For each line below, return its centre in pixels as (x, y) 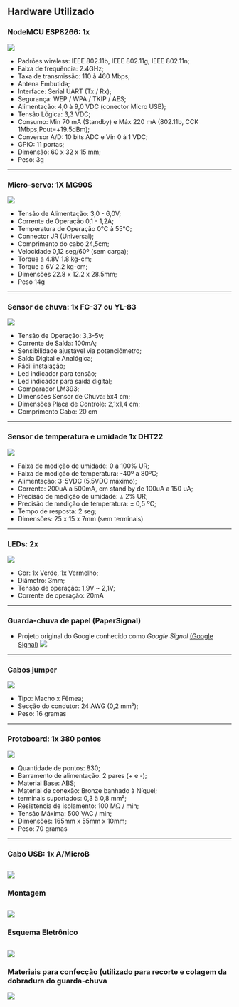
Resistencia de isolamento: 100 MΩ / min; (78, 806)
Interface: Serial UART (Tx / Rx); (64, 91)
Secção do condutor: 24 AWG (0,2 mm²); (78, 706)
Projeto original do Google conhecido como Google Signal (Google (115, 636)
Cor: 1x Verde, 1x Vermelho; (58, 573)
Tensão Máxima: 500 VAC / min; (65, 813)
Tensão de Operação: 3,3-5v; (61, 336)
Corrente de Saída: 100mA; (57, 343)
